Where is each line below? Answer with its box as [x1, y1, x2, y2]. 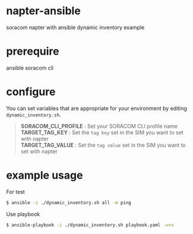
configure [6, 85, 56, 99]
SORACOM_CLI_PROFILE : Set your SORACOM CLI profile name [20, 122, 178, 129]
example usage [6, 169, 83, 182]
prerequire [6, 45, 59, 58]
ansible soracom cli [6, 64, 54, 71]
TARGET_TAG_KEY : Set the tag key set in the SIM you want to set [20, 129, 184, 136]
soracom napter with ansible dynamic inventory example [6, 24, 145, 31]
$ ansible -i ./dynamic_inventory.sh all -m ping [6, 200, 132, 205]
